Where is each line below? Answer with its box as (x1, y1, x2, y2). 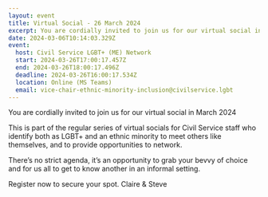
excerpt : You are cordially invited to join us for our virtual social (8, 26, 251, 34)
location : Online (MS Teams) (15, 78, 112, 86)
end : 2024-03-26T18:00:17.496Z (15, 64, 120, 72)
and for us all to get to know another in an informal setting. (8, 164, 201, 174)
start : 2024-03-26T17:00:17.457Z (15, 57, 127, 65)
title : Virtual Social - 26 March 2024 (8, 19, 141, 27)
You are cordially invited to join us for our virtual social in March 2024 (8, 108, 237, 117)
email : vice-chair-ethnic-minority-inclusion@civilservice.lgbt (15, 85, 234, 94)
